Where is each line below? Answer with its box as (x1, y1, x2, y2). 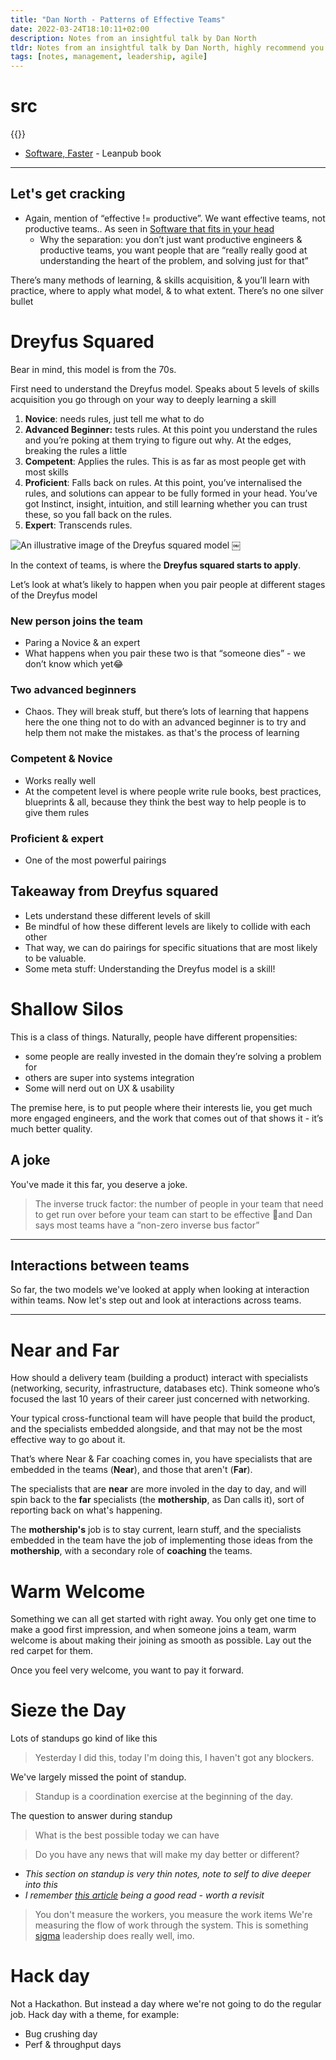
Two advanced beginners (10, 683, 137, 697)
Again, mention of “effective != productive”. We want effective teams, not (24, 212, 326, 224)
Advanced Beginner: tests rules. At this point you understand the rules (24, 423, 318, 435)
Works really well (24, 774, 96, 786)
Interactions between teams (10, 1257, 190, 1274)
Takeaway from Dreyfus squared (10, 883, 219, 900)
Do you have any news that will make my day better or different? (34, 1849, 300, 1861)
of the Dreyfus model (10, 589, 98, 601)
